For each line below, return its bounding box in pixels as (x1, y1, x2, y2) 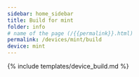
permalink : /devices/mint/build (7, 36, 102, 43)
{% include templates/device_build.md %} (7, 62, 129, 70)
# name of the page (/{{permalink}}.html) (7, 29, 133, 37)
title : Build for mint (7, 17, 74, 24)
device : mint (7, 43, 46, 50)
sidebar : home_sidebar (7, 10, 74, 17)
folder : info (7, 23, 46, 30)
